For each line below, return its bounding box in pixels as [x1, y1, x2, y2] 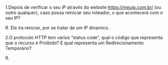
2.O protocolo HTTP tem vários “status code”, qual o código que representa [5, 35, 163, 40]
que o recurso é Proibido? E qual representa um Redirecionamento [5, 40, 144, 46]
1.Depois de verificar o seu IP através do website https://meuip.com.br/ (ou [5, 5, 161, 10]
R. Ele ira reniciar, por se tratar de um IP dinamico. [5, 25, 110, 31]
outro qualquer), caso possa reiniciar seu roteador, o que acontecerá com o [5, 10, 163, 16]
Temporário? [5, 45, 32, 51]
